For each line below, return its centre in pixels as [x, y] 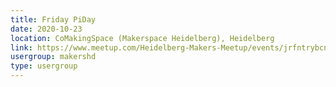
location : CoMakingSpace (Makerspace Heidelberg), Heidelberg [142, 38]
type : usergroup [44, 66]
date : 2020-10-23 [46, 29]
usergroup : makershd [53, 57]
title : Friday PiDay [53, 19]
